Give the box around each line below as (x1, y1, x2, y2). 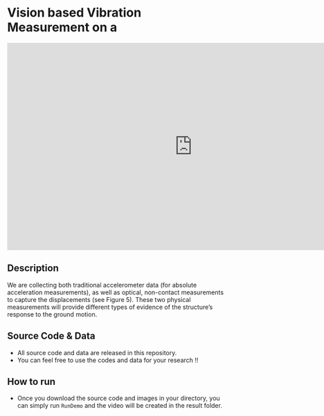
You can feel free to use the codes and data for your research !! (17, 356, 199, 364)
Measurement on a (7, 19, 118, 35)
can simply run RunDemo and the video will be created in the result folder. (17, 401, 223, 410)
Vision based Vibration (7, 5, 142, 21)
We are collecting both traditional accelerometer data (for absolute (7, 281, 197, 289)
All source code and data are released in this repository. (17, 348, 177, 357)
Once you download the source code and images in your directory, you (17, 394, 220, 402)
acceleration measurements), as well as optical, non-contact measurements (7, 288, 224, 296)
